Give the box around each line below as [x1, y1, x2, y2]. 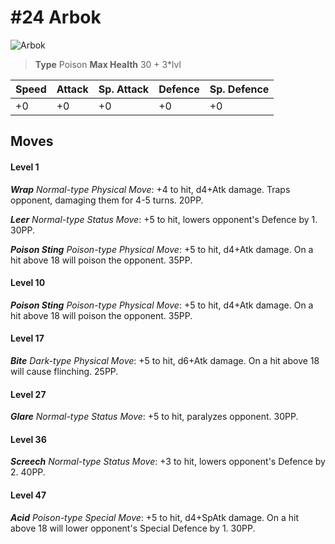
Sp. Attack [98, 82, 150, 96]
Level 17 [10, 332, 45, 345]
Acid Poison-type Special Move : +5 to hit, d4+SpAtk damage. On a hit [10, 511, 300, 523]
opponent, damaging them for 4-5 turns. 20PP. [10, 194, 204, 206]
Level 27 [10, 388, 47, 400]
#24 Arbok [10, 6, 102, 29]
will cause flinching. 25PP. [10, 365, 119, 377]
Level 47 [10, 489, 47, 501]
